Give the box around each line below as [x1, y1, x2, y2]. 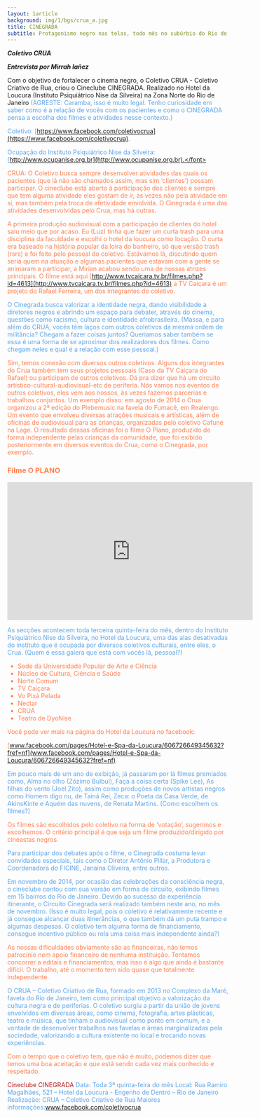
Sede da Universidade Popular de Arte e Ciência [17, 662, 158, 670]
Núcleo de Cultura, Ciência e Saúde [17, 669, 121, 677]
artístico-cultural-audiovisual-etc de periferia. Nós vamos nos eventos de [7, 381, 219, 390]
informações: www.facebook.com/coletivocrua [7, 1103, 142, 1111]
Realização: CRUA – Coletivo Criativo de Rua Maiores [7, 1095, 161, 1104]
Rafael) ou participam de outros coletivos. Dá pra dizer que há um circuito [7, 374, 221, 382]
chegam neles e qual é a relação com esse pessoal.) [7, 345, 159, 354]
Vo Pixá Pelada [17, 691, 61, 700]
